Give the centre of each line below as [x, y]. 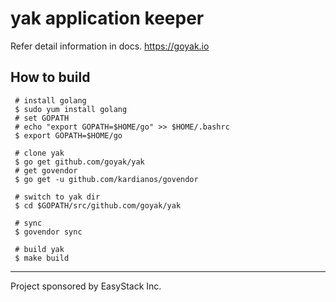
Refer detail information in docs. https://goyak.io [110, 46]
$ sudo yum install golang [71, 109]
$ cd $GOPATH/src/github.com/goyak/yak [98, 205]
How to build [50, 77]
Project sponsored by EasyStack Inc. [86, 286]
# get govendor [46, 170]
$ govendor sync [48, 232]
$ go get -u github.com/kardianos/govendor [106, 179]
